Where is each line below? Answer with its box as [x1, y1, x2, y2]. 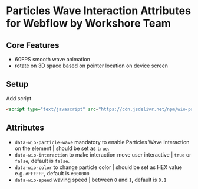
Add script [6, 94, 32, 102]
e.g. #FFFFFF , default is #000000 [14, 170, 90, 177]
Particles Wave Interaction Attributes [6, 4, 192, 18]
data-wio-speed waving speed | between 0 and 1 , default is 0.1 [14, 176, 167, 183]
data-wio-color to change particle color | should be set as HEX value [14, 164, 183, 171]
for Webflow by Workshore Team [6, 17, 171, 30]
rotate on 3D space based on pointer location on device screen [14, 62, 169, 69]
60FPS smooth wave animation [14, 56, 90, 63]
